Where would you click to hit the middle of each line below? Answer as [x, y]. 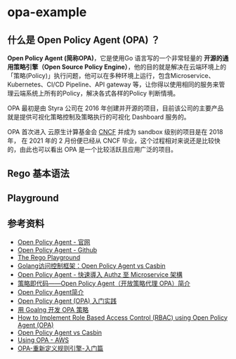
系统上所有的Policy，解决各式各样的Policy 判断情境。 [103, 93]
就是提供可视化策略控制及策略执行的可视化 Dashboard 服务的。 [99, 117]
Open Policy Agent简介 [51, 292]
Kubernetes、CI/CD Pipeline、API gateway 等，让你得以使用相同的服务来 [113, 84]
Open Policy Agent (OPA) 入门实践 [67, 301]
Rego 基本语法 [39, 174]
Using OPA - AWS [43, 340]
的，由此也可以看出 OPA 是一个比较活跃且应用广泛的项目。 [92, 149]
